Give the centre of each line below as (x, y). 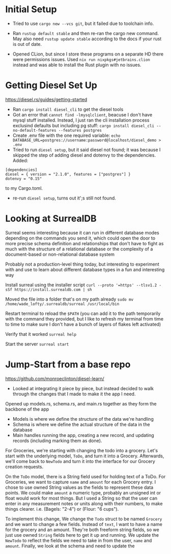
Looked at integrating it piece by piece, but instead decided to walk (83, 388)
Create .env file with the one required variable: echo (66, 135)
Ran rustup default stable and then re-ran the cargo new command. (86, 33)
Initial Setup (31, 9)
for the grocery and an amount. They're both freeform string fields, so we (82, 530)
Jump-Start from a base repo (68, 364)
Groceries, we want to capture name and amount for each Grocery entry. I (81, 482)
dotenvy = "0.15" (24, 179)
